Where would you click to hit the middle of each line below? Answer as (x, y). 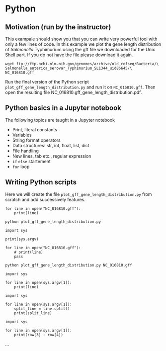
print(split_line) (33, 313)
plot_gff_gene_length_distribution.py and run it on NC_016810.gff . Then (80, 87)
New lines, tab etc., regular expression (52, 156)
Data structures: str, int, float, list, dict (51, 145)
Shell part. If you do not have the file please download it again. (69, 55)
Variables (22, 135)
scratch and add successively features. (45, 199)
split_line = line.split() (42, 309)
